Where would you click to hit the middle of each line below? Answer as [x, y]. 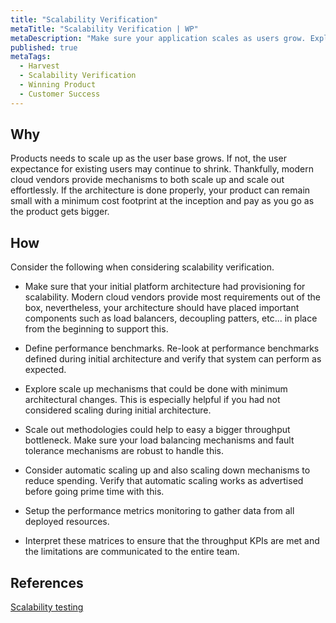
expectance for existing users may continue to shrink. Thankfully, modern [162, 169]
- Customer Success [60, 94]
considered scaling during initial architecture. [118, 410]
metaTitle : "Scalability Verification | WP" [104, 29]
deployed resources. [67, 522]
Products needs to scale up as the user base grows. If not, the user [148, 158]
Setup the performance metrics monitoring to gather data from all [159, 511]
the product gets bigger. [60, 212]
